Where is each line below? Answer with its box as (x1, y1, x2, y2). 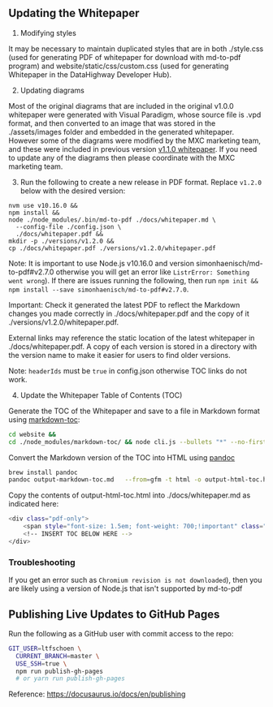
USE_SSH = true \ (15, 659, 67, 668)
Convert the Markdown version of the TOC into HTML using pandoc (8, 452, 236, 462)
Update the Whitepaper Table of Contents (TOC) (19, 390, 183, 400)
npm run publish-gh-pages (15, 667, 104, 675)
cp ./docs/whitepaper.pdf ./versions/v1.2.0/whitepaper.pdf (8, 244, 217, 252)
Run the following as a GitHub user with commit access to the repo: (8, 628, 234, 638)
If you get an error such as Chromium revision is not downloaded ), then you (8, 576, 262, 585)
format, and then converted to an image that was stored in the (8, 118, 216, 128)
